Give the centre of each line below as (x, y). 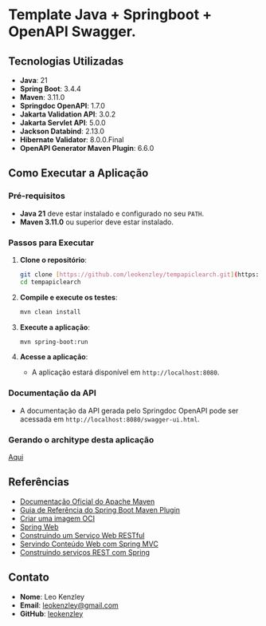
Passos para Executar (51, 243)
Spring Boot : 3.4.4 (50, 89)
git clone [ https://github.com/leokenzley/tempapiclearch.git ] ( (129, 274)
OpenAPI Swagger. (72, 32)
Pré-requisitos (37, 196)
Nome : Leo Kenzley (52, 596)
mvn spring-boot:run (54, 342)
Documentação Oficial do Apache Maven (87, 501)
